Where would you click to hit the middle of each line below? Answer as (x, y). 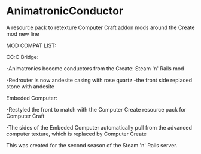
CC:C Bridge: (22, 57)
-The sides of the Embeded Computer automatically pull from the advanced (99, 127)
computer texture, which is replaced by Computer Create (76, 134)
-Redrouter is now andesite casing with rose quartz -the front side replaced (99, 80)
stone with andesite (31, 86)
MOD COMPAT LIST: (31, 45)
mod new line (23, 33)
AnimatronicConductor (65, 11)
